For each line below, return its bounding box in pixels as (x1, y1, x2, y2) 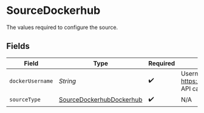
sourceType (9, 96, 41, 103)
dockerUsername (9, 77, 53, 85)
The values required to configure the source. (6, 24, 118, 31)
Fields (6, 41, 30, 51)
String (58, 77, 76, 85)
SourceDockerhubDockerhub (58, 95, 143, 104)
